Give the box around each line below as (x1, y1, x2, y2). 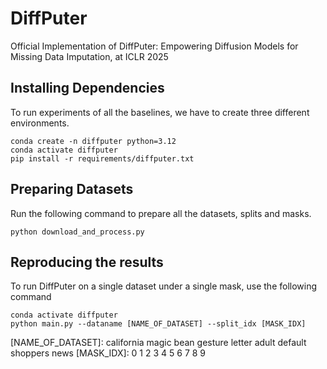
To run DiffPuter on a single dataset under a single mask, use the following (10, 280, 318, 292)
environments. (10, 117, 70, 129)
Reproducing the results (10, 253, 164, 271)
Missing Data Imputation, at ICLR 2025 (10, 50, 169, 62)
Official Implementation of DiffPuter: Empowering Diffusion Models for (10, 40, 299, 52)
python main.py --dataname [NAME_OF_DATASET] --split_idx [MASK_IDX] (10, 319, 307, 329)
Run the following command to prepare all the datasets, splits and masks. (10, 207, 312, 219)
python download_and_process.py (10, 227, 145, 237)
